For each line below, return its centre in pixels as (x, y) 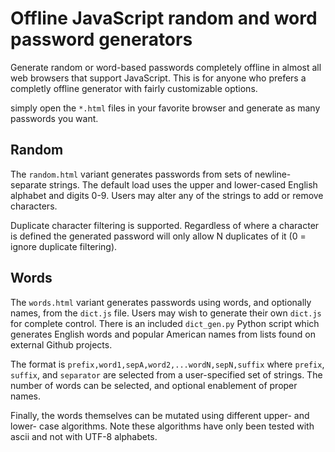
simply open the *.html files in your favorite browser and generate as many (165, 108)
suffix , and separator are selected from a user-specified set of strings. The (166, 374)
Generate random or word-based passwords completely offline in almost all (166, 67)
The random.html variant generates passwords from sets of (131, 174)
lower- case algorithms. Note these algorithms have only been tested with (162, 426)
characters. (34, 206)
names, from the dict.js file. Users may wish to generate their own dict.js (166, 313)
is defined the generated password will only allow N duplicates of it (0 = (158, 236)
